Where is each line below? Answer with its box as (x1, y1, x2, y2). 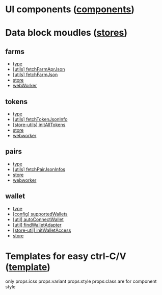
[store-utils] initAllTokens (12, 121, 66, 128)
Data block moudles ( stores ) (5, 27, 127, 39)
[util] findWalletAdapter (12, 222, 62, 228)
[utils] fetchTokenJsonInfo (12, 116, 68, 122)
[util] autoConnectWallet (12, 216, 64, 223)
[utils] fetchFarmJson (12, 71, 58, 78)
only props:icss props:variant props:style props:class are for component (5, 278, 157, 284)
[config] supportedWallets (12, 211, 68, 217)
